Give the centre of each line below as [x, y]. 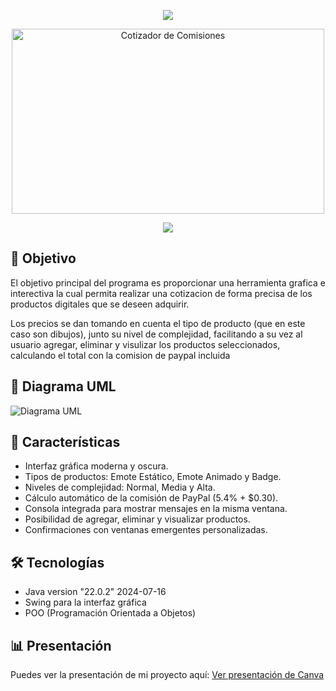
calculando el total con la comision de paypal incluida [120, 355]
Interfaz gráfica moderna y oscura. [96, 466]
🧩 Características [65, 442]
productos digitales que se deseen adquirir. [100, 304]
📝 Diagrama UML [63, 386]
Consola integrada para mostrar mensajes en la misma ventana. [156, 509]
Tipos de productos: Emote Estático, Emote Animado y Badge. [153, 477]
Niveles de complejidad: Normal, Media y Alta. [120, 487]
